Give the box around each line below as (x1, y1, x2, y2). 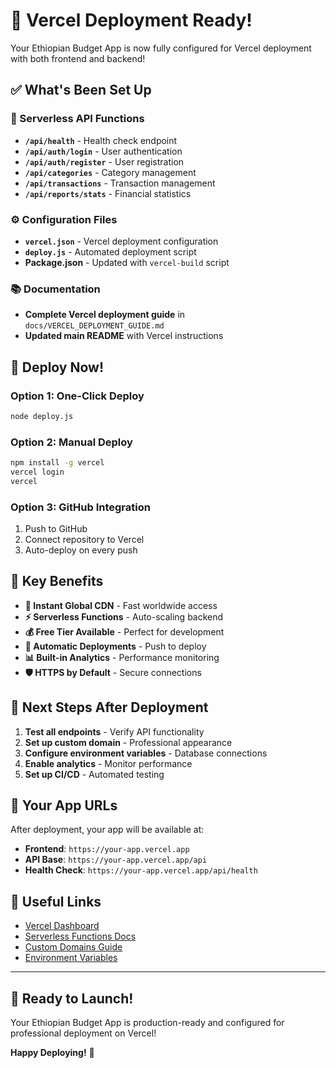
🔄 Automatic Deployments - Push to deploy (24, 640, 207, 652)
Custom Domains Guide (24, 941, 123, 953)
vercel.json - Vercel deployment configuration (24, 235, 219, 247)
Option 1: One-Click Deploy (10, 389, 145, 403)
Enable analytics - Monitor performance (24, 757, 193, 769)
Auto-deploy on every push (24, 544, 138, 556)
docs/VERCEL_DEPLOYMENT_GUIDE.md (24, 321, 165, 331)
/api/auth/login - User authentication (24, 145, 183, 157)
